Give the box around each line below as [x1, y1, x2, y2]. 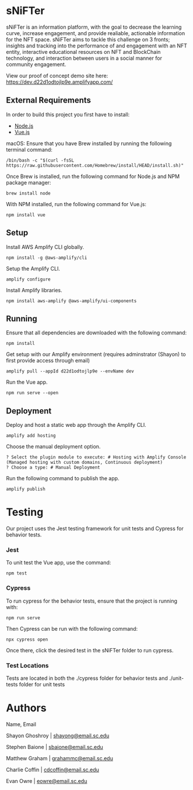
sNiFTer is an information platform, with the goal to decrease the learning [6, 23, 182, 30]
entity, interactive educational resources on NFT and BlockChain [6, 48, 161, 55]
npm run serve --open [6, 390, 59, 396]
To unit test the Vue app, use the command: [6, 559, 111, 566]
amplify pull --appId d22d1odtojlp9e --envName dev [6, 368, 134, 374]
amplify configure [6, 276, 51, 282]
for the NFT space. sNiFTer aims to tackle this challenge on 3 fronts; [6, 36, 170, 43]
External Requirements [6, 95, 92, 105]
